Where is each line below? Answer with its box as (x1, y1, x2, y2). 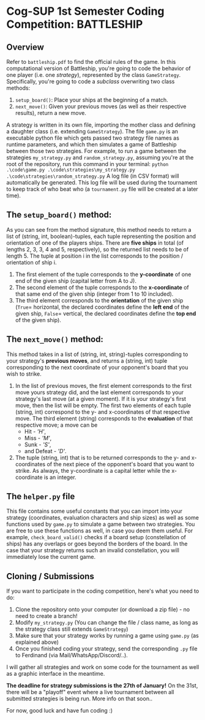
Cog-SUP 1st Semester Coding (6, 4, 165, 18)
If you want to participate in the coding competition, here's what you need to (6, 587, 199, 595)
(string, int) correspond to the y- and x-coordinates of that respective (15, 408, 190, 416)
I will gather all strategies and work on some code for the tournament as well (6, 663, 199, 671)
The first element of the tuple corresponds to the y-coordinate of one (15, 271, 192, 278)
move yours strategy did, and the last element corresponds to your (15, 389, 184, 396)
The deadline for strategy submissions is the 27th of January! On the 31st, (6, 682, 198, 689)
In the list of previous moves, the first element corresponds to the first (15, 382, 192, 389)
